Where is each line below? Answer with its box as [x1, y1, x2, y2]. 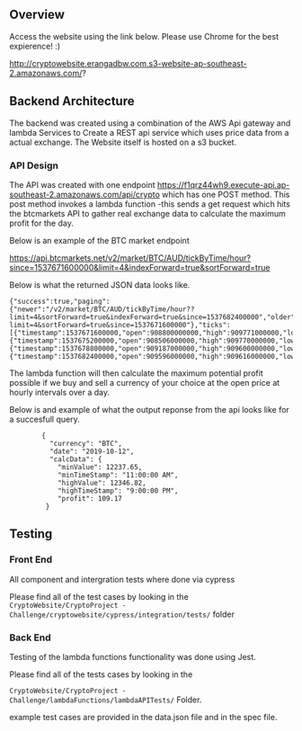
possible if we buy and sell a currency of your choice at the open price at [9, 377, 280, 388]
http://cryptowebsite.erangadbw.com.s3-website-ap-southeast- [9, 58, 247, 68]
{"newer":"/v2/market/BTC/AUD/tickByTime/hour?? [9, 305, 195, 314]
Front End [9, 553, 53, 566]
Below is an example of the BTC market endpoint [9, 235, 191, 245]
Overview [9, 7, 66, 22]
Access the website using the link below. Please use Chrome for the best [9, 31, 279, 41]
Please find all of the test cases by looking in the [9, 591, 189, 602]
